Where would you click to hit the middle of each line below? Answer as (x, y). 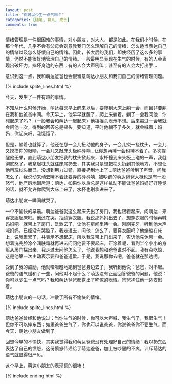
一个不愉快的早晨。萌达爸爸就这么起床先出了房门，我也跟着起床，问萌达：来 (86, 212)
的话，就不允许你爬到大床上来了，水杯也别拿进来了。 (61, 189)
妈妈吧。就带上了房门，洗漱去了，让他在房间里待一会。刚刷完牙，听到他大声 (86, 224)
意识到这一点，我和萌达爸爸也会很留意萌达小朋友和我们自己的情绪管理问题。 (86, 76)
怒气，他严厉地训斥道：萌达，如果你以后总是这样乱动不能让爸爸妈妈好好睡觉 (86, 183)
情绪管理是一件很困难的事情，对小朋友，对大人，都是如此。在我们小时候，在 (86, 40)
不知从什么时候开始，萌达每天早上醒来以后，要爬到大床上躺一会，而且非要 (84, 108)
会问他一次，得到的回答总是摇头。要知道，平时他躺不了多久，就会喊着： (81, 127)
